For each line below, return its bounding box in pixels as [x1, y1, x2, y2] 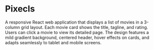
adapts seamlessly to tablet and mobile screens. [5, 39, 102, 45]
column [5, 24, 20, 30]
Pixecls [5, 3, 35, 14]
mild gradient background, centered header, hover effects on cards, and [5, 35, 150, 40]
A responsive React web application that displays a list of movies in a [5, 19, 143, 25]
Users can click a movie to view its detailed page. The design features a [5, 29, 149, 35]
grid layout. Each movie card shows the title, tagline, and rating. [21, 24, 148, 30]
